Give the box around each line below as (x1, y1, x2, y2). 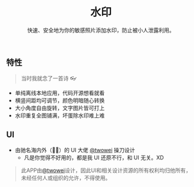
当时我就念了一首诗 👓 (20, 75, 77, 82)
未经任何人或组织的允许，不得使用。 (20, 174, 111, 181)
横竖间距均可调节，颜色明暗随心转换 (14, 97, 105, 104)
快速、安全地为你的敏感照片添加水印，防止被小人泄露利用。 (27, 26, 175, 34)
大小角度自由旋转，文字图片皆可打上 (14, 104, 105, 111)
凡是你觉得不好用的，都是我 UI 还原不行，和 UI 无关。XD (23, 154, 164, 161)
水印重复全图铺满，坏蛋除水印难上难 (14, 112, 105, 119)
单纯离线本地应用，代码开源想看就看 (14, 89, 105, 96)
